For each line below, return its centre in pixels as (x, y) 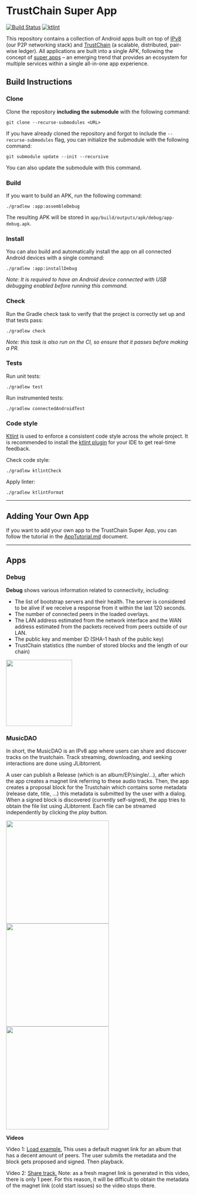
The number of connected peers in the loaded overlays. (82, 614)
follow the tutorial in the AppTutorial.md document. (67, 536)
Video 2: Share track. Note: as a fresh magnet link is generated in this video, (98, 1173)
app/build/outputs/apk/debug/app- (133, 218)
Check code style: (28, 460)
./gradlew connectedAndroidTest (45, 408)
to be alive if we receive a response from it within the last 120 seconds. (100, 608)
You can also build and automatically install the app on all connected (89, 252)
